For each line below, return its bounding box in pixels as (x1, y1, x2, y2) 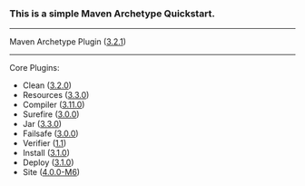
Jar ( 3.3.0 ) (22, 119, 62, 130)
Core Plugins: (9, 63, 61, 73)
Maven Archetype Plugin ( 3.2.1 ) (9, 36, 127, 47)
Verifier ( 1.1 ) (22, 138, 67, 149)
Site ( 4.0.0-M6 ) (22, 167, 80, 178)
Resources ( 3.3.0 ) (22, 90, 90, 101)
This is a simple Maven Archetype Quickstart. (9, 7, 215, 20)
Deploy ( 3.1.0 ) (22, 157, 74, 168)
